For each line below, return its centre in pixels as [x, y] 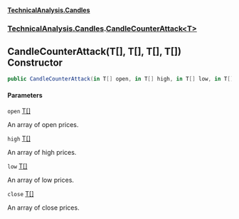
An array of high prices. [42, 153]
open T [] [19, 111]
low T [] [17, 166]
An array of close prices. [43, 208]
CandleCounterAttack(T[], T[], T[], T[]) [94, 51]
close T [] [21, 194]
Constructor [35, 62]
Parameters [25, 95]
